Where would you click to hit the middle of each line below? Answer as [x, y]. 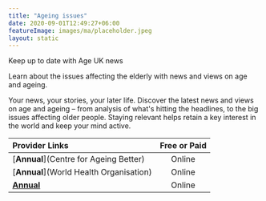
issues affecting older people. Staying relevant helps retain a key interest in [132, 118]
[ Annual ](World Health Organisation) [82, 172]
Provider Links [40, 146]
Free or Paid [183, 146]
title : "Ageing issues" [48, 16]
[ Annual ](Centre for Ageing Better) [79, 159]
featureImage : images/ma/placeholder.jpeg [80, 30]
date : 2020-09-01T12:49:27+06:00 [64, 23]
